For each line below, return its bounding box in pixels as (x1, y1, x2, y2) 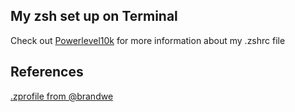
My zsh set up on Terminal (10, 8, 178, 25)
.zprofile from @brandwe (10, 90, 114, 102)
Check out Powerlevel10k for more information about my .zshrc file (10, 34, 286, 46)
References (10, 64, 84, 81)
